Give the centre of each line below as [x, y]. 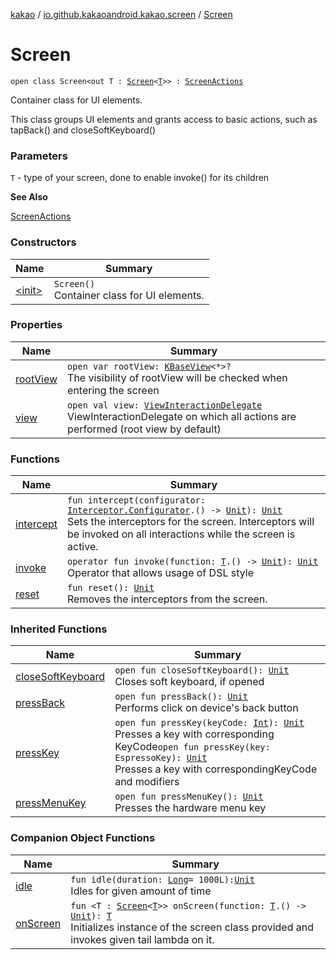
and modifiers [147, 782]
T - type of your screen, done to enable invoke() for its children [140, 178]
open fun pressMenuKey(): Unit [189, 797]
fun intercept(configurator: [136, 500]
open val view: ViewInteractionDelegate [165, 405]
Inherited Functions [59, 629]
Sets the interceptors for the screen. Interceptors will [191, 522]
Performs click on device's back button [206, 708]
